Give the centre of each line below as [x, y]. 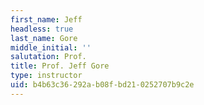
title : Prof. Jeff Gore [60, 66]
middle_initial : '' [51, 47]
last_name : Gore [44, 38]
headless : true [42, 29]
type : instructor [46, 76]
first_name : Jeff [46, 19]
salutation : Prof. [48, 57]
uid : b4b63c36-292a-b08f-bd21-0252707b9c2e [102, 85]
